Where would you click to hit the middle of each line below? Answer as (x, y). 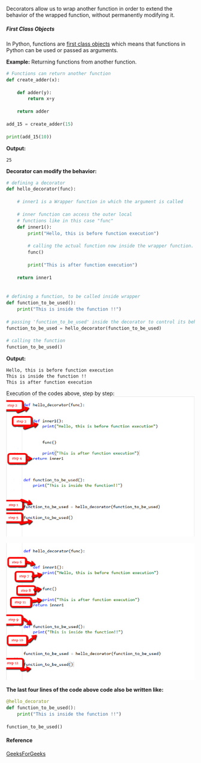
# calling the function (36, 341)
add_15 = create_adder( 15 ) (40, 124)
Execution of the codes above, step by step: (60, 393)
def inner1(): (34, 227)
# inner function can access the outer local (75, 214)
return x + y (41, 99)
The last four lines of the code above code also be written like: (85, 690)
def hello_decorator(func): (41, 189)
